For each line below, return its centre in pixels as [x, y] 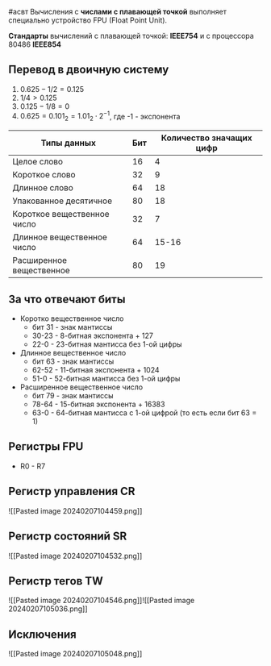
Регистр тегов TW [56, 581]
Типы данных [69, 143]
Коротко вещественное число [72, 318]
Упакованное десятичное [63, 201]
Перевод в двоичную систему [89, 70]
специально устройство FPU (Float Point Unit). [88, 20]
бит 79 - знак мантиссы [73, 396]
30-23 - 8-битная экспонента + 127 [92, 336]
